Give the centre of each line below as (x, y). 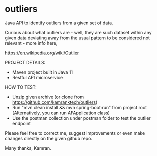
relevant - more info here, (31, 43)
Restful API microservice (38, 77)
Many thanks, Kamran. (28, 148)
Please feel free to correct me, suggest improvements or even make (75, 133)
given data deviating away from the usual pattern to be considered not (77, 38)
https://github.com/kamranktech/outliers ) (55, 102)
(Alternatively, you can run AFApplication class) (61, 113)
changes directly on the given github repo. (49, 138)
